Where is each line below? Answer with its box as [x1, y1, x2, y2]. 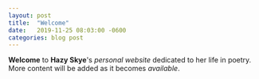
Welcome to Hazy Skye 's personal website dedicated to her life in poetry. [8, 55, 252, 65]
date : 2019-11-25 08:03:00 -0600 [8, 26, 127, 34]
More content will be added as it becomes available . [8, 64, 181, 73]
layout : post [8, 11, 52, 20]
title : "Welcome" [8, 19, 69, 27]
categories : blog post [8, 33, 84, 42]
